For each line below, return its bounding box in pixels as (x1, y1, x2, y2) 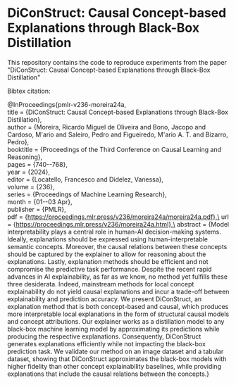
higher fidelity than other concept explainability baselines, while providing (7, 362, 222, 370)
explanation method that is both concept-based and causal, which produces (7, 302, 229, 310)
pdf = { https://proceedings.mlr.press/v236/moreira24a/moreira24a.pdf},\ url (7, 213, 229, 221)
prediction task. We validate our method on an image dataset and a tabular (7, 347, 224, 355)
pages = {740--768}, (7, 160, 68, 168)
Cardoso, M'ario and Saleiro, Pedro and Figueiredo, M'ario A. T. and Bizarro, (7, 130, 229, 139)
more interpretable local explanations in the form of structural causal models (7, 310, 230, 318)
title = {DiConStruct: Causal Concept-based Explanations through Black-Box (7, 108, 229, 116)
